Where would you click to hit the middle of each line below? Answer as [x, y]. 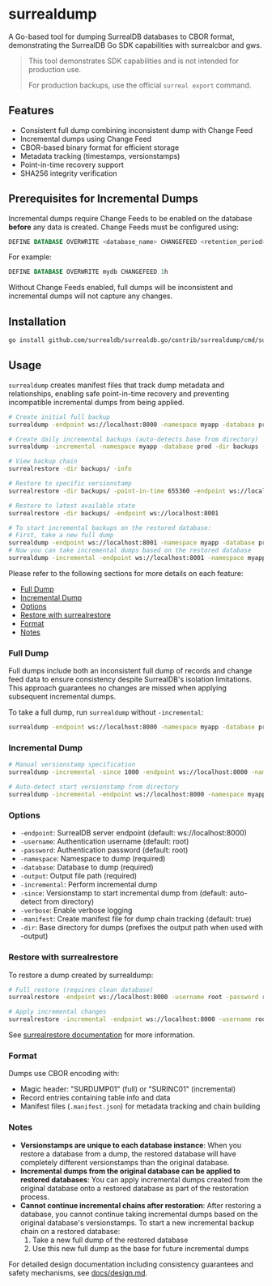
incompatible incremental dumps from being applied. [96, 402]
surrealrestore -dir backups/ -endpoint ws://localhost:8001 [114, 513]
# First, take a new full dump [61, 536]
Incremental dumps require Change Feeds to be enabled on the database [130, 218]
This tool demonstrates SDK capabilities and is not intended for [134, 61]
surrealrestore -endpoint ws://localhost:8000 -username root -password [134, 998]
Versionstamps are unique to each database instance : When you [131, 1145]
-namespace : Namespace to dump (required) [93, 859]
